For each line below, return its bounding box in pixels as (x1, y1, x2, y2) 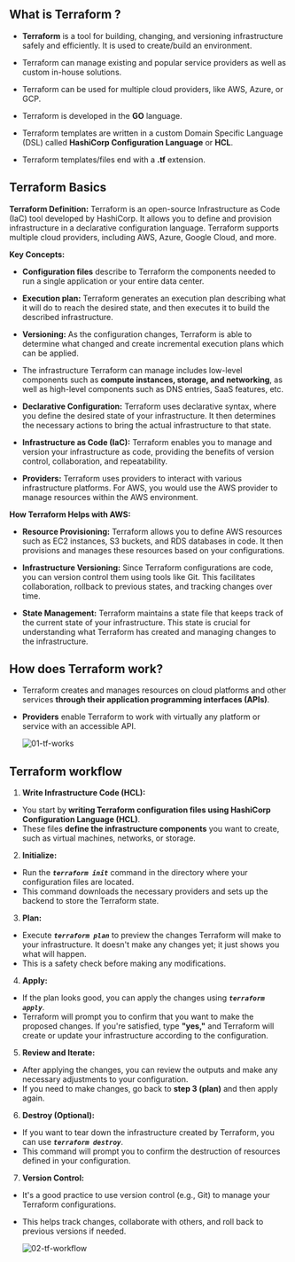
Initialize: (21, 850, 58, 861)
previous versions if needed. (21, 1226, 127, 1236)
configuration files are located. (21, 877, 135, 888)
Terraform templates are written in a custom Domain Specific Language (21, 128, 283, 138)
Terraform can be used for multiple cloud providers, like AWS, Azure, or (21, 83, 283, 94)
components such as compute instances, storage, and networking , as (21, 374, 283, 385)
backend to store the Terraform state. (21, 896, 159, 906)
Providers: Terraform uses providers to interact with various (21, 473, 242, 483)
